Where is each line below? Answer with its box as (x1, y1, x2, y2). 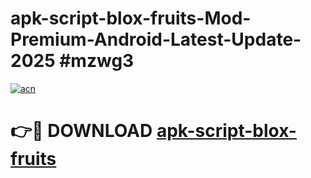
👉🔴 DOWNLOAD (10, 120, 153, 142)
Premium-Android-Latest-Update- (10, 28, 302, 51)
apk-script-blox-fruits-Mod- (10, 7, 252, 30)
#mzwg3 (59, 50, 135, 72)
